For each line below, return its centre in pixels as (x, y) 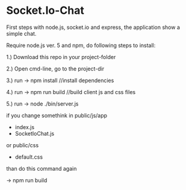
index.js (25, 127)
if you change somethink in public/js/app (57, 115)
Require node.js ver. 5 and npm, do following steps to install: (81, 45)
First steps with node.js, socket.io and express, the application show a (93, 27)
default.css (29, 157)
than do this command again (42, 168)
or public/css (23, 145)
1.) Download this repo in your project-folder (61, 57)
